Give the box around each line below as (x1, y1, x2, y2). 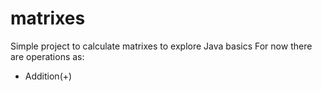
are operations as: (10, 50, 85, 62)
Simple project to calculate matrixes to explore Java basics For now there (10, 40, 313, 52)
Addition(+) (24, 70, 73, 82)
